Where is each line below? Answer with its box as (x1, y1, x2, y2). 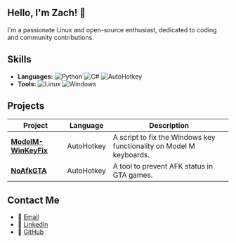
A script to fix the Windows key (112, 133, 216, 143)
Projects (7, 100, 45, 112)
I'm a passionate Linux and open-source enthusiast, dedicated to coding (7, 25, 217, 34)
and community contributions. (7, 33, 95, 41)
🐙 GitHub (17, 228, 44, 236)
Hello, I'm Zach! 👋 (7, 7, 86, 19)
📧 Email (17, 213, 40, 221)
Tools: (17, 79, 37, 88)
